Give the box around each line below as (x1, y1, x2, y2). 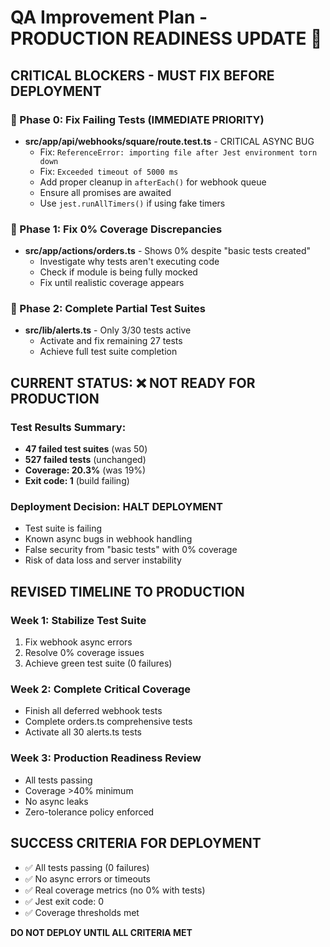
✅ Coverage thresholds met (24, 906, 140, 918)
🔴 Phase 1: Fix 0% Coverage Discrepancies (10, 222, 223, 236)
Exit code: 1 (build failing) (24, 475, 130, 487)
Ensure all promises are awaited (39, 186, 172, 198)
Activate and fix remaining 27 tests (39, 335, 183, 347)
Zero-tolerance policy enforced (24, 806, 155, 818)
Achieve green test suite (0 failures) (24, 657, 173, 670)
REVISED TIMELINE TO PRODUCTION (10, 583, 245, 600)
